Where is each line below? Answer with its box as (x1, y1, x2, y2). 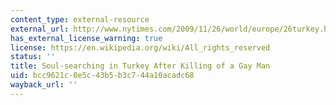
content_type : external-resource (10, 14, 150, 25)
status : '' (10, 52, 56, 62)
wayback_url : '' (10, 80, 78, 90)
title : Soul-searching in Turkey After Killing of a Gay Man (10, 61, 271, 71)
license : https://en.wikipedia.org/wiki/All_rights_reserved (10, 42, 271, 53)
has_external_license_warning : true (10, 33, 163, 43)
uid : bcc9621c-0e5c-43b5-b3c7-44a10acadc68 (10, 71, 195, 81)
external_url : (10, 24, 70, 34)
